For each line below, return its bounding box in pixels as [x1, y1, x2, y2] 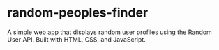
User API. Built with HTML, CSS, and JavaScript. [7, 35, 146, 43]
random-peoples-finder [7, 5, 149, 21]
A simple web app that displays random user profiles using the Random [7, 28, 213, 36]
